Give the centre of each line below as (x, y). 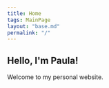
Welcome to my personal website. (55, 77)
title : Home (24, 13)
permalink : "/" (29, 33)
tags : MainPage (29, 20)
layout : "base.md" (33, 26)
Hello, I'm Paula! (43, 60)
